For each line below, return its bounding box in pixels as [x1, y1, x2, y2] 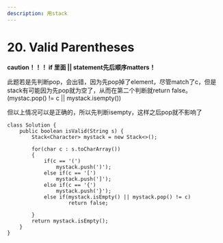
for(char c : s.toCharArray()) [31, 145, 121, 153]
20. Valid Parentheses [7, 39, 135, 55]
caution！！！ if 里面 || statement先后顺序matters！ [7, 63, 156, 71]
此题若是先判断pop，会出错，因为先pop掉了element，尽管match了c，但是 [7, 77, 217, 86]
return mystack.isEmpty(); [31, 217, 109, 225]
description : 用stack [7, 10, 68, 17]
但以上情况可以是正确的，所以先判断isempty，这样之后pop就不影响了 [7, 107, 203, 116]
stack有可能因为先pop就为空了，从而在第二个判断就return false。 [7, 86, 192, 94]
